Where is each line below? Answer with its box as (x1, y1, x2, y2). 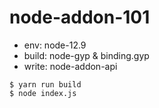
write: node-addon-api (23, 60, 118, 72)
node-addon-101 (9, 6, 151, 29)
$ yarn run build (9, 79, 82, 90)
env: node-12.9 (23, 39, 87, 51)
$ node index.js (9, 88, 77, 98)
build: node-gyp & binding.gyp (23, 49, 150, 61)
